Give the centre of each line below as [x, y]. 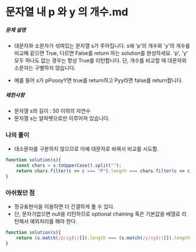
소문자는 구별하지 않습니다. [45, 68]
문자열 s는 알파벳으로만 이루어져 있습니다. [62, 118]
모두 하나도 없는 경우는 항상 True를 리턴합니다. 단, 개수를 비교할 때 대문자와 [100, 61]
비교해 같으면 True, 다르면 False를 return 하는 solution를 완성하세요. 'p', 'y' [101, 53]
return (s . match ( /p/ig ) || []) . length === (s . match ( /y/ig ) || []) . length [103, 238]
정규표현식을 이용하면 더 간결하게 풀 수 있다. [64, 207]
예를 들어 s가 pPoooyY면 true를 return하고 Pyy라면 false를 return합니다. [98, 81]
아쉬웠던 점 [20, 193]
